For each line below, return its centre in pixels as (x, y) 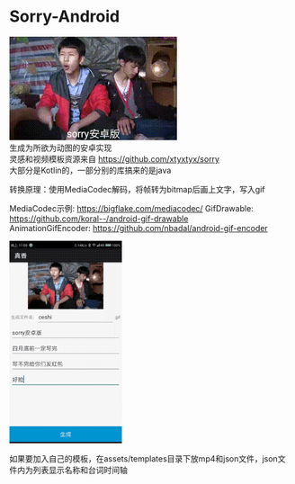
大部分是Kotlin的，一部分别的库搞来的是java (90, 170)
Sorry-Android (64, 17)
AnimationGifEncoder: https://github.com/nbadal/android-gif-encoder (139, 228)
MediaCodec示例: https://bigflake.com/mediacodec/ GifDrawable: (131, 208)
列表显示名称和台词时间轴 (80, 470)
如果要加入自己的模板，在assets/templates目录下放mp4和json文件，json (144, 458)
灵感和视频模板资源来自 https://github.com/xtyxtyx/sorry (115, 158)
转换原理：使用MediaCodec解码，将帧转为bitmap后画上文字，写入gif (137, 189)
